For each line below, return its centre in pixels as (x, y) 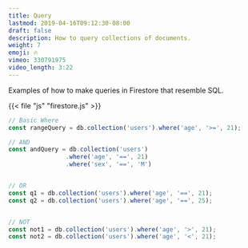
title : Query (30, 16)
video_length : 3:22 (41, 68)
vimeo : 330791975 (37, 61)
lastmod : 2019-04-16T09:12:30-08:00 (69, 23)
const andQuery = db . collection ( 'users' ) (78, 150)
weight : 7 (25, 45)
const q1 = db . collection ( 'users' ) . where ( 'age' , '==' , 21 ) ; (111, 193)
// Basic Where (34, 120)
